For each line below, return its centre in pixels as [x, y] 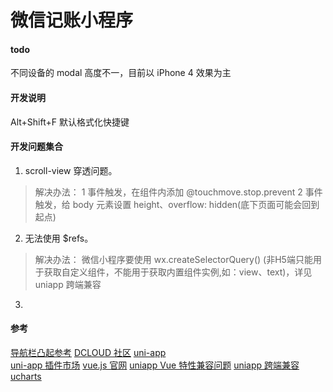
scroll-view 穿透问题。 [71, 170]
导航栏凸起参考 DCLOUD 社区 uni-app [88, 352]
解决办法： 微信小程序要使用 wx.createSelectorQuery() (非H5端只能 [173, 259]
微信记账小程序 [72, 20]
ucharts [26, 376]
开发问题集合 [36, 147]
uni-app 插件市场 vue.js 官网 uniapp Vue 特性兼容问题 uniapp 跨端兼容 [155, 365]
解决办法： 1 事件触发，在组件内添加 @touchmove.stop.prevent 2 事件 [178, 192]
